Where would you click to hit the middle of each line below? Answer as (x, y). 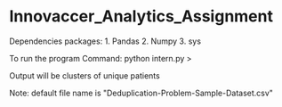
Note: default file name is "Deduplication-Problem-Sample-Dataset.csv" (141, 93)
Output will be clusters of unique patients (85, 75)
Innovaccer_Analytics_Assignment (141, 16)
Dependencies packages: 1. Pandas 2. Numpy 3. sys (105, 41)
